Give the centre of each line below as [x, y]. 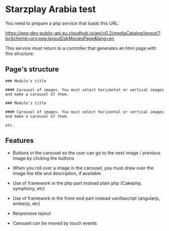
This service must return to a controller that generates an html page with [81, 48]
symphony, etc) [29, 188]
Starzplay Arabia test [51, 9]
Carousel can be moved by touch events [55, 223]
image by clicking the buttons [43, 158]
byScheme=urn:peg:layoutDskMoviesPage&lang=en [60, 38]
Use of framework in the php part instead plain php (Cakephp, [77, 183]
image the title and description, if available [57, 173]
